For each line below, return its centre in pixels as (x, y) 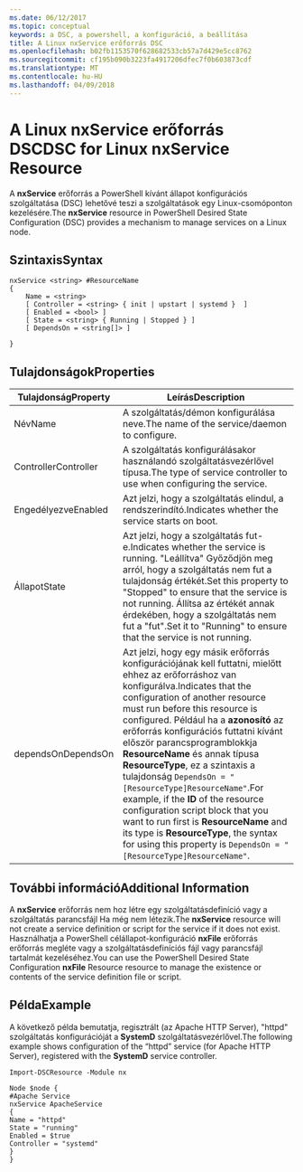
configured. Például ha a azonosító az (203, 720)
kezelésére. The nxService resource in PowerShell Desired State (129, 213)
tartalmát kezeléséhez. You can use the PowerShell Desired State (129, 958)
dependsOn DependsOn (64, 754)
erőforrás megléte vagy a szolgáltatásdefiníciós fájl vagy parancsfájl (136, 948)
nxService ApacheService (56, 1104)
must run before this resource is (191, 709)
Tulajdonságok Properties (82, 372)
